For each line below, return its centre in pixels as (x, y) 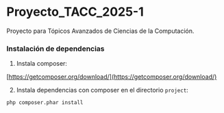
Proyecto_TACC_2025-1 (75, 12)
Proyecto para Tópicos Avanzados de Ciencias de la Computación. (100, 31)
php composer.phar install (45, 103)
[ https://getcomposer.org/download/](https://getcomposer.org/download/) (112, 77)
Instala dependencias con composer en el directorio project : (102, 90)
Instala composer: (42, 64)
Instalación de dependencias (55, 49)
